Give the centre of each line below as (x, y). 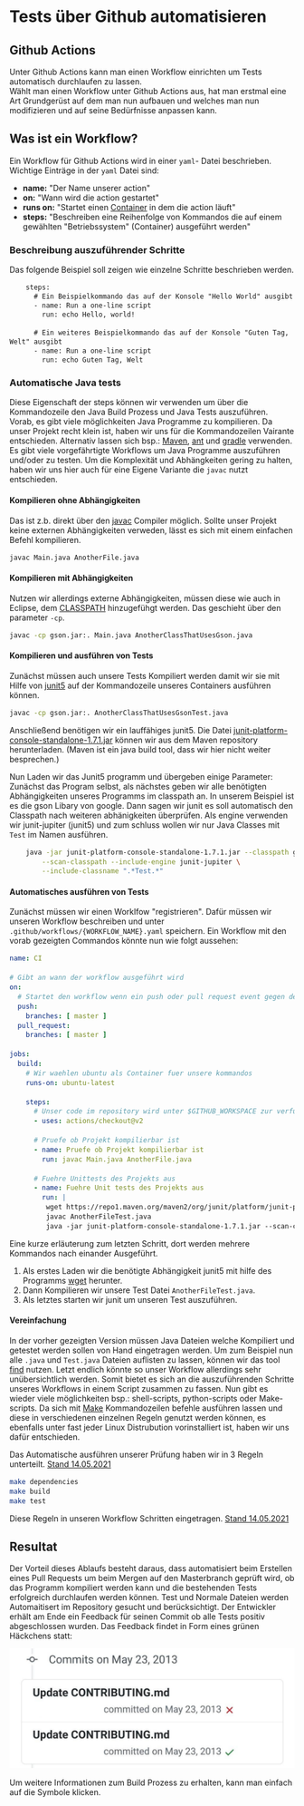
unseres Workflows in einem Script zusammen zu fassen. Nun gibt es (139, 1389)
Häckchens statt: (41, 1636)
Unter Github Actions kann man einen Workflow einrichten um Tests (136, 72)
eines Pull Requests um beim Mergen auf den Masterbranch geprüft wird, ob (152, 1578)
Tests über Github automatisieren (138, 17)
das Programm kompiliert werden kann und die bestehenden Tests (133, 1588)
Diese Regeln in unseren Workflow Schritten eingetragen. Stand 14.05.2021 (149, 1518)
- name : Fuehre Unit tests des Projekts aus (119, 1188)
